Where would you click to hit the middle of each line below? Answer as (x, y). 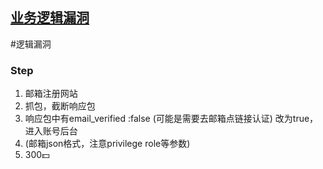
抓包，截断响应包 (60, 106)
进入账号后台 (51, 131)
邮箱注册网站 (51, 94)
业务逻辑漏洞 (50, 18)
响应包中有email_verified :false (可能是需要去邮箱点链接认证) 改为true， (171, 119)
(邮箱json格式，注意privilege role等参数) (107, 144)
